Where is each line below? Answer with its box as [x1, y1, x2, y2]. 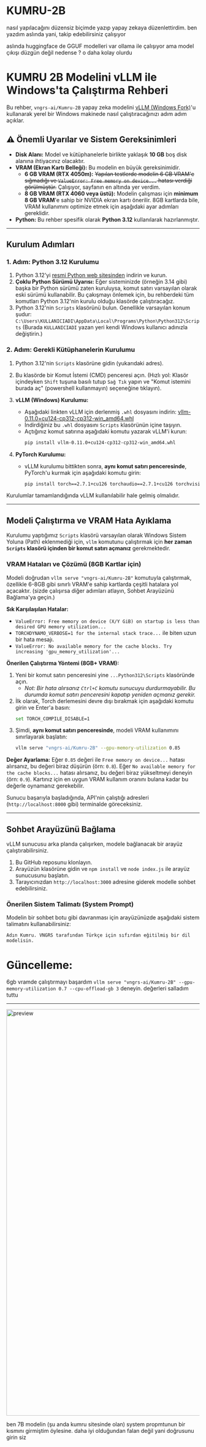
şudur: [15, 311, 32, 318]
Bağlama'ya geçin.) [6, 593, 55, 601]
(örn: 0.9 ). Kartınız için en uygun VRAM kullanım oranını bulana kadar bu [6, 776, 189, 783]
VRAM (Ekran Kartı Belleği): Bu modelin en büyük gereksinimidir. [15, 164, 181, 171]
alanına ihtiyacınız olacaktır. [15, 157, 85, 164]
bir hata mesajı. [15, 636, 55, 643]
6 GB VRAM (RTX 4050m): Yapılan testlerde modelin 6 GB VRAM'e [24, 170, 195, 178]
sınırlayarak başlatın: [15, 733, 67, 740]
